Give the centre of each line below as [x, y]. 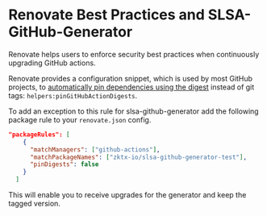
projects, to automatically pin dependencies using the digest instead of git [131, 87]
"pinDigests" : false [64, 164]
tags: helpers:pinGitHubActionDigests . [73, 95]
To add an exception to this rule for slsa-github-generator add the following [134, 111]
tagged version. [34, 204]
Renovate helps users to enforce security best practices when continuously [134, 54]
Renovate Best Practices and [107, 15]
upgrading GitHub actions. [52, 63]
